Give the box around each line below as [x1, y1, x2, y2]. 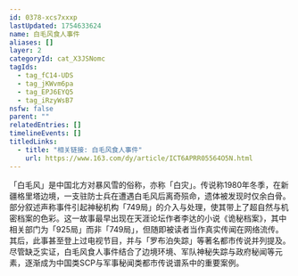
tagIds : [9, 63, 38, 72]
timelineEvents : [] [9, 129, 82, 138]
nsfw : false [9, 104, 54, 113]
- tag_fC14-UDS [17, 71, 74, 80]
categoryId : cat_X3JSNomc [9, 54, 105, 63]
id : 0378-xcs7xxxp [9, 12, 78, 22]
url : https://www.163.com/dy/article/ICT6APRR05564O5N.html [25, 153, 253, 163]
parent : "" [9, 112, 50, 121]
